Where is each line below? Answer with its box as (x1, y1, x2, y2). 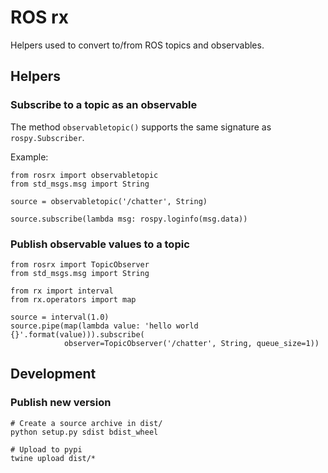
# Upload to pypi (10, 444, 83, 455)
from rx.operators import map (10, 294, 137, 305)
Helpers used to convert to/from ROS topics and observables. (10, 39, 265, 51)
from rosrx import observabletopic (10, 170, 159, 180)
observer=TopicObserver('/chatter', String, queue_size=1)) (63, 338, 320, 348)
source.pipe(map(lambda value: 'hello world (10, 321, 199, 331)
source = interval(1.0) (10, 312, 110, 322)
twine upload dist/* (10, 453, 97, 463)
